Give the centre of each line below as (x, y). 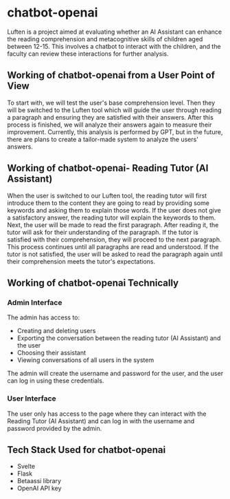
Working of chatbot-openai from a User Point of (111, 75)
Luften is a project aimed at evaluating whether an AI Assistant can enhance (114, 32)
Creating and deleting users (56, 331)
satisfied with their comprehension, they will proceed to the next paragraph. (114, 240)
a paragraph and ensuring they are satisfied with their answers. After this (111, 117)
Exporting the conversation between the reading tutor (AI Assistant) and (119, 338)
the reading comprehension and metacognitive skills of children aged (105, 39)
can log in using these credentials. (56, 381)
